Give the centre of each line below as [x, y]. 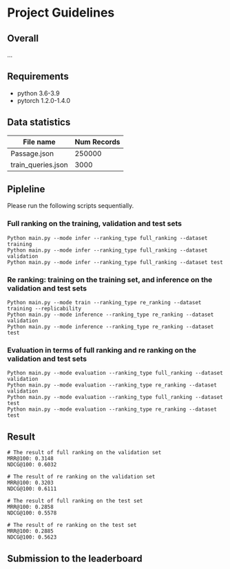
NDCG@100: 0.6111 [32, 489]
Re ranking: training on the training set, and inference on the [110, 279]
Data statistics [39, 122]
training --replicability [44, 309]
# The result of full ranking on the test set [75, 501]
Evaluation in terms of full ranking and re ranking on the [102, 350]
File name [40, 142]
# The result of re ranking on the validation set [81, 477]
